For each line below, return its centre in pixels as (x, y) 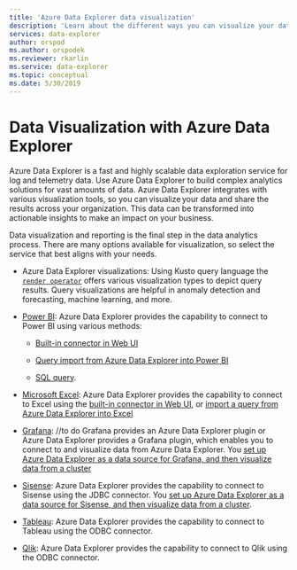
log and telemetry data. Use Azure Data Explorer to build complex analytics (146, 180)
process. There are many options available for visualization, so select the (142, 244)
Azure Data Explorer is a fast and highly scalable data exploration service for (148, 170)
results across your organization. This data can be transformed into (132, 208)
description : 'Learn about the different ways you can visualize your (142, 26)
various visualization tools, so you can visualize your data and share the (139, 199)
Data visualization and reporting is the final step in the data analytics (133, 235)
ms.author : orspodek (47, 51)
